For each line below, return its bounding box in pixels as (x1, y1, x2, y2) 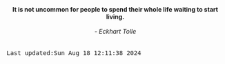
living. (106, 12, 125, 21)
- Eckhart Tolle (94, 28, 137, 35)
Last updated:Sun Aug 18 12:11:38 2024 (6, 50, 141, 56)
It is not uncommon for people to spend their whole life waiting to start (12, 6, 219, 13)
